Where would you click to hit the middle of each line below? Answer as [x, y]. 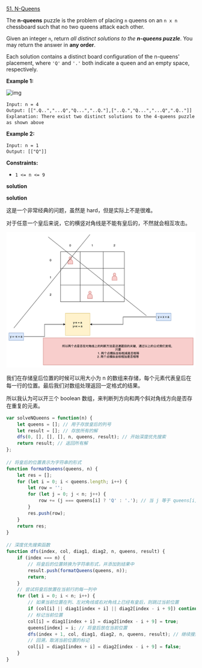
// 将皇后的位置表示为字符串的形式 [44, 462]
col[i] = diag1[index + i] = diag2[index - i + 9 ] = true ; [103, 621]
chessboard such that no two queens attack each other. [75, 27]
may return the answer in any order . [51, 45]
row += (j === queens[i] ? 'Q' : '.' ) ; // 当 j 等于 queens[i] [118, 501]
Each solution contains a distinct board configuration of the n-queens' [93, 56]
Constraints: [22, 163]
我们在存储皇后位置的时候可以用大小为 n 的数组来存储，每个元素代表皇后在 [99, 378]
